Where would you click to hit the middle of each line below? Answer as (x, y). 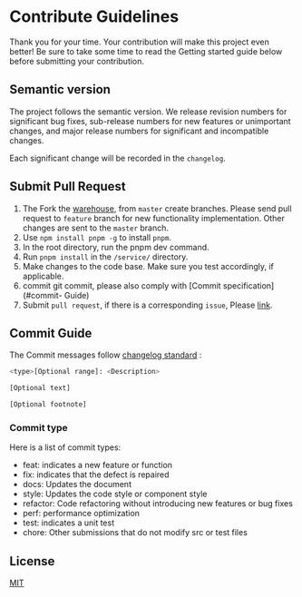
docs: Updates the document (77, 484)
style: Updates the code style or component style (115, 494)
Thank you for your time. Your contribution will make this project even (139, 42)
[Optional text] (40, 388)
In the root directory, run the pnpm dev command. (116, 247)
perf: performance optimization (81, 514)
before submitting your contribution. (77, 61)
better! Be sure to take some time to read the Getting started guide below (146, 51)
